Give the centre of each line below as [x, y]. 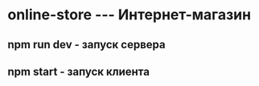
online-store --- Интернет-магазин [129, 15]
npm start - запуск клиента [79, 71]
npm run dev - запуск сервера [86, 45]
